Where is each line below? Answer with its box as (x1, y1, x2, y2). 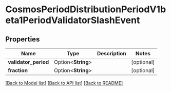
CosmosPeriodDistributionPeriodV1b (5, 4, 166, 15)
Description (97, 50, 127, 57)
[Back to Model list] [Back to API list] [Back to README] (5, 80, 123, 86)
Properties (5, 35, 40, 43)
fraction (8, 67, 28, 74)
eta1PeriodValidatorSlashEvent (5, 14, 140, 26)
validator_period (8, 59, 49, 65)
